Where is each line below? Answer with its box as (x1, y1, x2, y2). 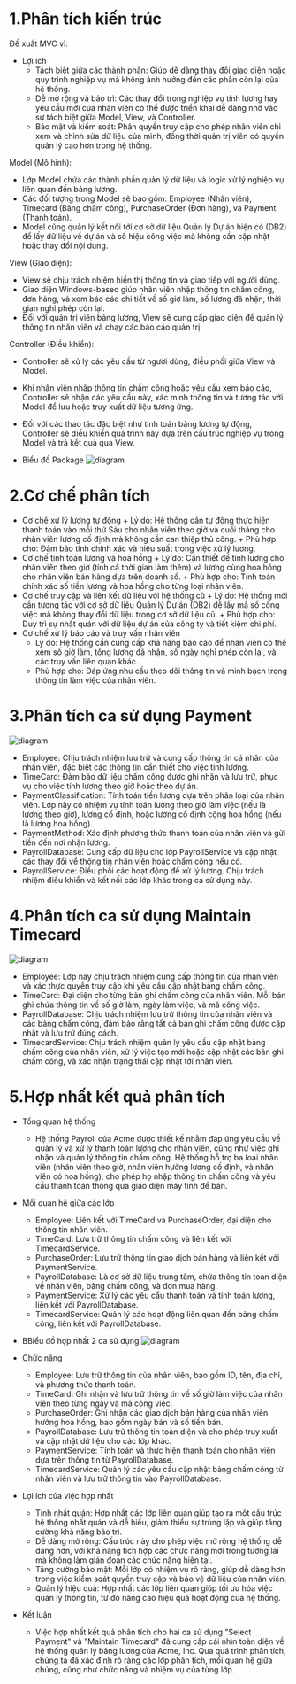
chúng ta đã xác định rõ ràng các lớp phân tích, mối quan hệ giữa (34, 1655, 273, 1665)
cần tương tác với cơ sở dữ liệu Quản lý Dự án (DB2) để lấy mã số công (21, 599, 280, 610)
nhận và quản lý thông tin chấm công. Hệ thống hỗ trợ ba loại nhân (34, 1152, 279, 1162)
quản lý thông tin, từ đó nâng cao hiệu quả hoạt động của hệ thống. (34, 1592, 281, 1603)
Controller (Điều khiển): (9, 338, 95, 349)
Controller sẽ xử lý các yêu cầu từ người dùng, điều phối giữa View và (21, 355, 276, 367)
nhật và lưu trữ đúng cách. (21, 1028, 119, 1038)
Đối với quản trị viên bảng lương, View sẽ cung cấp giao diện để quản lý (21, 312, 284, 322)
